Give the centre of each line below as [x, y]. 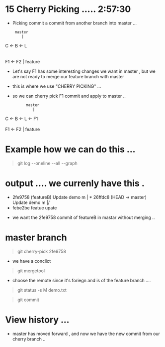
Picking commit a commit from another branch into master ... [75, 23]
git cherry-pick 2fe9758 [41, 251]
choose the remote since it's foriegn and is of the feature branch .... [82, 280]
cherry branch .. [29, 339]
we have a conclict [32, 261]
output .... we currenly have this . [75, 183]
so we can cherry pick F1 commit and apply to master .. [69, 96]
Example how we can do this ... [70, 149]
